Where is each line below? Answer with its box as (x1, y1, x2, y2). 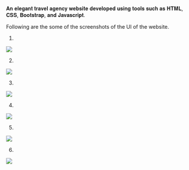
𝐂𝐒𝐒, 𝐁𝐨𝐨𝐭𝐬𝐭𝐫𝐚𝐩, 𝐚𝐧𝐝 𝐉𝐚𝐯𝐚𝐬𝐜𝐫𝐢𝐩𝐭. (6, 12, 85, 18)
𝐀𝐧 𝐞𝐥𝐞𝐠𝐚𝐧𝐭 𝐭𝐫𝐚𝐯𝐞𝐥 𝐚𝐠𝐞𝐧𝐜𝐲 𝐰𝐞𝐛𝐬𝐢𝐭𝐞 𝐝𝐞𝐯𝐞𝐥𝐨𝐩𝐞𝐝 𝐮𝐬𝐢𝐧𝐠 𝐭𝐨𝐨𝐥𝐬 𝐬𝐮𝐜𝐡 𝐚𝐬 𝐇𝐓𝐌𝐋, (6, 5, 184, 12)
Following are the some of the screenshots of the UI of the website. (6, 23, 170, 30)
